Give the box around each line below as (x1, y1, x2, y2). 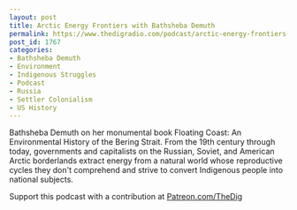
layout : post (9, 12, 57, 22)
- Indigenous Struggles (9, 71, 97, 79)
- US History (9, 103, 57, 112)
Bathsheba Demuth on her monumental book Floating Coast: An (9, 127, 242, 138)
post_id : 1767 (9, 37, 62, 47)
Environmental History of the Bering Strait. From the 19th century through (9, 137, 276, 147)
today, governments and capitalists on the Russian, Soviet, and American (9, 146, 276, 157)
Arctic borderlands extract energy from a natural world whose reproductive (9, 155, 283, 166)
